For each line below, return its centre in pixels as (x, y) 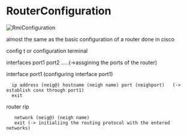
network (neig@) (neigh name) (52, 117)
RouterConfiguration (59, 11)
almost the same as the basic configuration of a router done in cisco (91, 39)
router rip (18, 107)
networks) (19, 128)
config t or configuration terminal (47, 51)
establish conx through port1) (45, 90)
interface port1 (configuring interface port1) (60, 74)
